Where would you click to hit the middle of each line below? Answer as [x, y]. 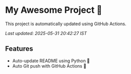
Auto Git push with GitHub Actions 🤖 [49, 66]
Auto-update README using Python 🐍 [51, 61]
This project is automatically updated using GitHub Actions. [66, 24]
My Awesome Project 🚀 [54, 10]
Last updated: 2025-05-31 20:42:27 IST [46, 33]
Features [19, 49]
